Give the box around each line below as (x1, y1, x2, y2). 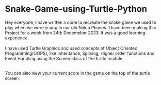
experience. (5, 35, 29, 41)
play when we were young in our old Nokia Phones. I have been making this (5, 24, 156, 30)
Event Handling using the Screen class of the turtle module (5, 55, 123, 61)
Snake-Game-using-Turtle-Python (5, 3, 147, 15)
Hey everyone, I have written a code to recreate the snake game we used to (5, 19, 157, 25)
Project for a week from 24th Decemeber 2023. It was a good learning (5, 30, 145, 35)
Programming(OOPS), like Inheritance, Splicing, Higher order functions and (5, 50, 155, 56)
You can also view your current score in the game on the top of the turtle (5, 70, 150, 76)
